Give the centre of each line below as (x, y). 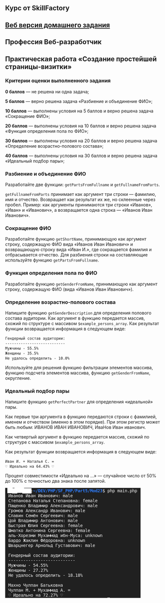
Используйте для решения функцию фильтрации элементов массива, (79, 368)
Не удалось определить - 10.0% (37, 358)
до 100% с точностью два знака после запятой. (55, 481)
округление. (18, 378)
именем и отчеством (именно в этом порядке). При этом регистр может (82, 422)
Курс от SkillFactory (37, 8)
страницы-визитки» (38, 67)
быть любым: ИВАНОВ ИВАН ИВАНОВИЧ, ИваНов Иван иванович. (76, 428)
